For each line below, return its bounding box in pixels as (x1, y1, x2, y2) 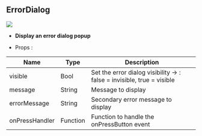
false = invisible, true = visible (91, 75, 176, 84)
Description (124, 58, 159, 66)
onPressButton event (91, 120, 150, 128)
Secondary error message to (91, 95, 173, 104)
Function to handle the (91, 113, 155, 121)
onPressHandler (9, 116, 55, 125)
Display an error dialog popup (14, 32, 91, 39)
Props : (14, 43, 33, 51)
